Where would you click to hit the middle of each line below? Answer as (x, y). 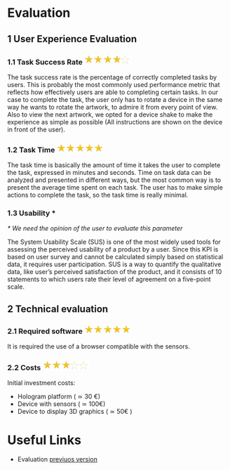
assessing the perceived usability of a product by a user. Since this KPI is (113, 249)
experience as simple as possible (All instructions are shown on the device (115, 122)
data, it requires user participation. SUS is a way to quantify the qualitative (114, 264)
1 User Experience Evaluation (72, 39)
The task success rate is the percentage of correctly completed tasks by (112, 77)
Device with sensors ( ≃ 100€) (61, 404)
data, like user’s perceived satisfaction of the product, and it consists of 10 (115, 272)
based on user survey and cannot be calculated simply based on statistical (115, 257)
